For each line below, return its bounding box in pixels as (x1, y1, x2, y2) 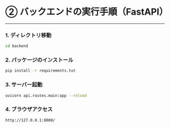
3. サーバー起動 (5, 81, 43, 88)
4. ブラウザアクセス (5, 106, 53, 113)
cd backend (5, 44, 28, 49)
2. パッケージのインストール (5, 57, 73, 64)
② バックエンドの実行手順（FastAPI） (5, 6, 168, 18)
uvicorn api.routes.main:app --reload (5, 93, 87, 98)
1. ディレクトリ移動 (5, 31, 52, 38)
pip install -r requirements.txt (5, 68, 76, 73)
